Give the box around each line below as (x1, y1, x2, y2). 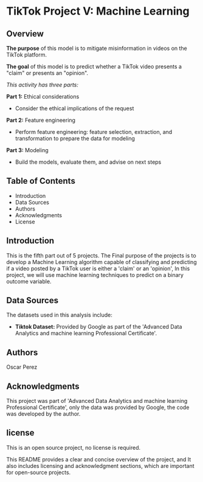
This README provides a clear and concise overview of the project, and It (6, 455, 191, 463)
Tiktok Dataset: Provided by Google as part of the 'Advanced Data (15, 323, 182, 330)
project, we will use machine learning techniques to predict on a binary (6, 271, 184, 278)
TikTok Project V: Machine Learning (6, 4, 190, 18)
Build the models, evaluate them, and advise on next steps (15, 158, 162, 166)
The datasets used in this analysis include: (6, 312, 112, 319)
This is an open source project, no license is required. (6, 444, 141, 451)
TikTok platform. (6, 51, 47, 58)
